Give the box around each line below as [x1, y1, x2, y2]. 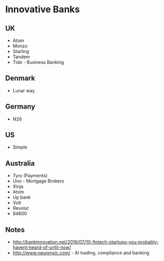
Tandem [12, 54, 30, 60]
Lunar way [12, 87, 35, 93]
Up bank [12, 194, 31, 200]
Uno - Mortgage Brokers [12, 178, 65, 184]
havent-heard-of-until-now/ [12, 244, 71, 251]
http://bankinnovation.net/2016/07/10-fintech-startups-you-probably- [12, 239, 159, 245]
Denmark [5, 74, 36, 83]
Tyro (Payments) [12, 173, 48, 179]
